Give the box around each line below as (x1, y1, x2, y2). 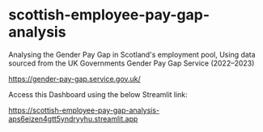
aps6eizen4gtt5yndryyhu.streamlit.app (8, 113, 138, 123)
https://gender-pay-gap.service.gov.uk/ (8, 74, 142, 83)
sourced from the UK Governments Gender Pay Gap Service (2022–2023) (8, 58, 255, 68)
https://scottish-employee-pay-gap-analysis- (8, 105, 160, 115)
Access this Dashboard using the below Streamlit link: (8, 89, 188, 99)
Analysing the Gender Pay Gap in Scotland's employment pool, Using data (8, 49, 257, 59)
